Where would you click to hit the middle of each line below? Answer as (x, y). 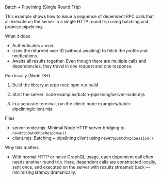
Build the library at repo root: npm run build (55, 85)
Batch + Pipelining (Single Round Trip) (43, 7)
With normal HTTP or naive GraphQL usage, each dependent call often (83, 157)
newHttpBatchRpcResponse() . (40, 133)
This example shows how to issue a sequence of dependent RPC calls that (80, 16)
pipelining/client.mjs (32, 109)
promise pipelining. (24, 27)
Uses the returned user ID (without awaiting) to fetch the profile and (80, 51)
